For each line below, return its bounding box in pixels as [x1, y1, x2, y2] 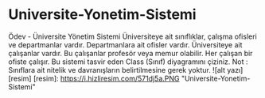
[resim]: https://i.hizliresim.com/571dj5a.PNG [33, 73, 180, 83]
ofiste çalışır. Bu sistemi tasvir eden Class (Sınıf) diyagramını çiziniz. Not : [8, 57, 248, 66]
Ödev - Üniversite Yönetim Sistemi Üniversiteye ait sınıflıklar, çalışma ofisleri [8, 32, 257, 41]
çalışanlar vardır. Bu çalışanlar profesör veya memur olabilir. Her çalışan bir [8, 48, 253, 58]
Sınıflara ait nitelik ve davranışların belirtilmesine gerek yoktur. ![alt [8, 65, 225, 74]
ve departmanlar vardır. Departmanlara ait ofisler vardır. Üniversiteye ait [8, 40, 243, 49]
